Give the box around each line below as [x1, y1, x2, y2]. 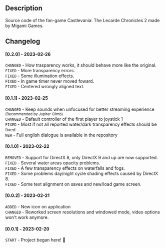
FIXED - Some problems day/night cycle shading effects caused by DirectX [5, 170, 158, 176]
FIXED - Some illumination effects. [5, 73, 74, 79]
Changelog [5, 37, 40, 46]
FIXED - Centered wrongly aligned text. [5, 84, 85, 90]
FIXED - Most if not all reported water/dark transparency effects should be [5, 121, 157, 127]
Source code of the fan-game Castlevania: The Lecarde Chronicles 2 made [5, 17, 160, 23]
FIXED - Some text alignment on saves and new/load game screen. [5, 181, 141, 187]
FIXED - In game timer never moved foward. [5, 78, 94, 84]
